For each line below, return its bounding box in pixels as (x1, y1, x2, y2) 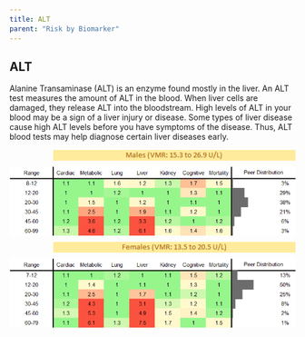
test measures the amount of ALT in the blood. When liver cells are (9, 93, 259, 104)
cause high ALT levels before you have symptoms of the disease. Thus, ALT (9, 122, 293, 133)
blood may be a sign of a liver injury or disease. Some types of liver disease (9, 112, 293, 123)
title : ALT (9, 15, 51, 24)
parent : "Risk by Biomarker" (9, 24, 120, 34)
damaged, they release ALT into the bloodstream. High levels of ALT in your (9, 103, 292, 114)
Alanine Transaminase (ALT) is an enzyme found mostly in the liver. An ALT (9, 83, 290, 94)
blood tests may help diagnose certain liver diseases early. (9, 132, 229, 143)
